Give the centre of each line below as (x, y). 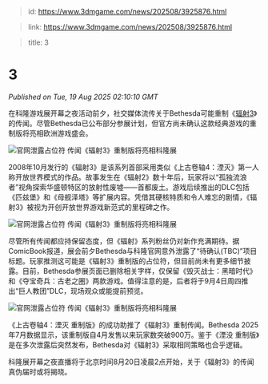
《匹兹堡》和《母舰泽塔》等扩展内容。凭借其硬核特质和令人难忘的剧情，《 (129, 197)
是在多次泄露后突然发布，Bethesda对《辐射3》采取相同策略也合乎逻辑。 (128, 344)
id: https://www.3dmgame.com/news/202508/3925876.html (127, 12)
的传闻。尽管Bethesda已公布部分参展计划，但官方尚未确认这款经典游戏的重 (133, 123)
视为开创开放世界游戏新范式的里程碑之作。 (104, 207)
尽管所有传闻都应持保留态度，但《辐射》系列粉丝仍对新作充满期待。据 (124, 241)
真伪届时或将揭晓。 (40, 371)
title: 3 (38, 42)
